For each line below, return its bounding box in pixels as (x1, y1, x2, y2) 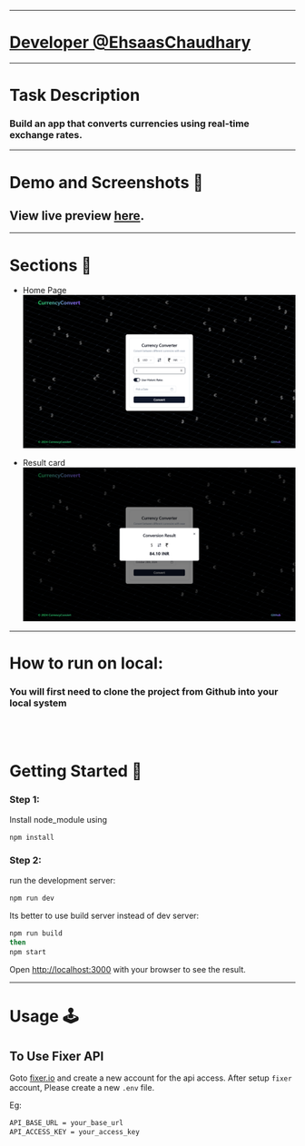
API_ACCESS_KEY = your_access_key (9, 1128, 141, 1137)
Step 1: (9, 794, 40, 806)
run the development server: (9, 874, 116, 885)
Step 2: (9, 855, 43, 867)
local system (9, 696, 67, 709)
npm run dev (9, 894, 54, 903)
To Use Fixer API (9, 1048, 104, 1063)
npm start (9, 948, 47, 957)
